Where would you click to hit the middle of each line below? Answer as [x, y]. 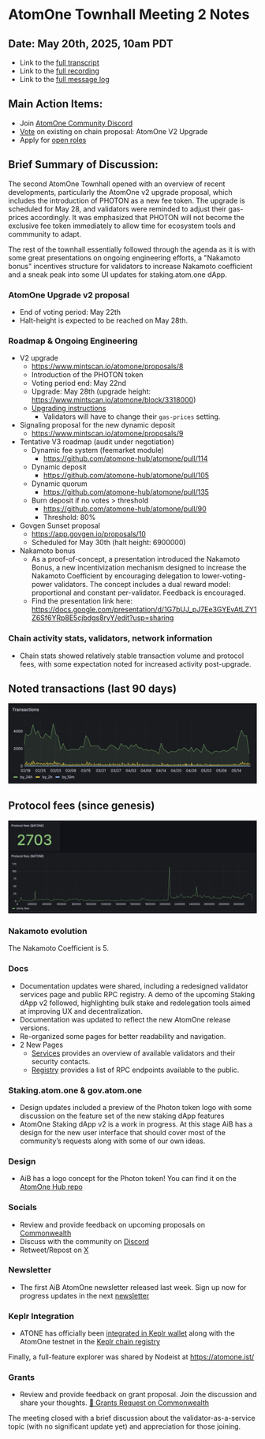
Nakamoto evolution [48, 931]
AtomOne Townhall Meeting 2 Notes [129, 15]
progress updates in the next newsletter [84, 1295]
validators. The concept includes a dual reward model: [142, 585]
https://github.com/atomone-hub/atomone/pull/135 [126, 492]
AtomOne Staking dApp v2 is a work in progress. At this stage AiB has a [136, 1124]
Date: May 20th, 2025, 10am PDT [91, 44]
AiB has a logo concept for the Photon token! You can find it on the [128, 1179]
